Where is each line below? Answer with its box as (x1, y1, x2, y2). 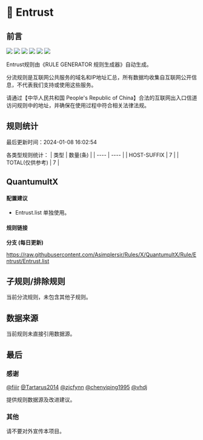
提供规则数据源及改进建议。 (6, 396, 76, 403)
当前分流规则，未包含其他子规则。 (6, 293, 92, 301)
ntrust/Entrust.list (6, 257, 50, 264)
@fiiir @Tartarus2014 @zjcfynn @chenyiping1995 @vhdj (6, 383, 147, 390)
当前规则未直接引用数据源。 (6, 330, 76, 338)
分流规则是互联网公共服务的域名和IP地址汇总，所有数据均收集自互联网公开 (6, 74, 192, 81)
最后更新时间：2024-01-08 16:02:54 (6, 138, 97, 145)
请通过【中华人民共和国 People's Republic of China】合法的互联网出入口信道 (6, 94, 198, 101)
